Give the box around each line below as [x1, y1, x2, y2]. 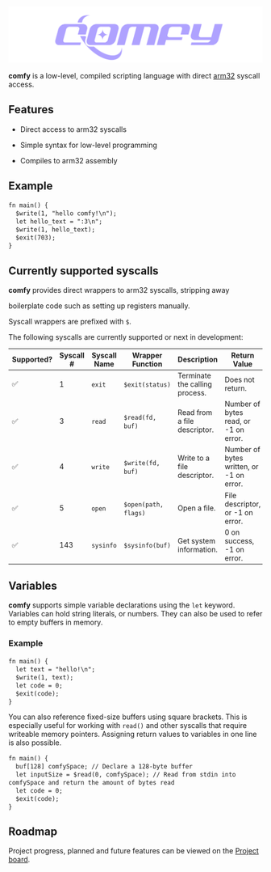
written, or [224, 462, 259, 472]
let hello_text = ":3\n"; [15, 218, 103, 226]
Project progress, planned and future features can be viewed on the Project [8, 846, 260, 856]
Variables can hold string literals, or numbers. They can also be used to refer [8, 609, 263, 619]
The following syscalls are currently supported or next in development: [8, 332, 244, 342]
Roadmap [8, 824, 58, 838]
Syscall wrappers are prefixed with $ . [8, 317, 131, 327]
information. [177, 544, 218, 554]
